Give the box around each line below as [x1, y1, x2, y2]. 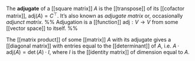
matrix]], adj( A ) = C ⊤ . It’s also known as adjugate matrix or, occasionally [6, 11, 183, 19]
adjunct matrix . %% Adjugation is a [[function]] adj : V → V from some [6, 18, 178, 25]
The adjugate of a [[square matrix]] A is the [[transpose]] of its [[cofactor [6, 5, 185, 12]
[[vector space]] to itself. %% [6, 25, 78, 32]
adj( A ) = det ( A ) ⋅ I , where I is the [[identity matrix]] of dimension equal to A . [6, 48, 190, 55]
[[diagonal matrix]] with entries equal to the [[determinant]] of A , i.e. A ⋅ [6, 42, 180, 49]
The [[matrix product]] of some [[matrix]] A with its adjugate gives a [6, 36, 171, 43]
